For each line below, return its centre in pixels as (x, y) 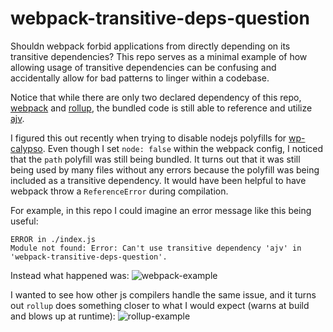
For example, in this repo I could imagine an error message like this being (161, 210)
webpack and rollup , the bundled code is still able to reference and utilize (161, 108)
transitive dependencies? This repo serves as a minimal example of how (159, 56)
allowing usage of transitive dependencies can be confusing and (143, 67)
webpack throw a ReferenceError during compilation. (119, 191)
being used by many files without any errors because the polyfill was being (165, 169)
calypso (26, 148)
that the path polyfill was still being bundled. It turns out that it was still (155, 159)
